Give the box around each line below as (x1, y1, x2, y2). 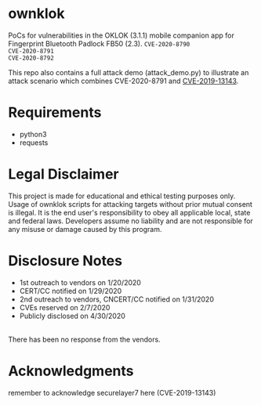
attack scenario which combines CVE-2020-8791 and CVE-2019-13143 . (8, 76, 239, 85)
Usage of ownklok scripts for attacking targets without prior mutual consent (8, 199, 253, 208)
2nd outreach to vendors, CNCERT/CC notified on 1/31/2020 (19, 295, 214, 304)
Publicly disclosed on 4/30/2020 (19, 311, 125, 320)
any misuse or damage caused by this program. (8, 224, 162, 233)
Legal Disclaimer (8, 165, 119, 183)
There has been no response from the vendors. (8, 334, 161, 344)
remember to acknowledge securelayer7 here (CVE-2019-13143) (8, 388, 216, 397)
